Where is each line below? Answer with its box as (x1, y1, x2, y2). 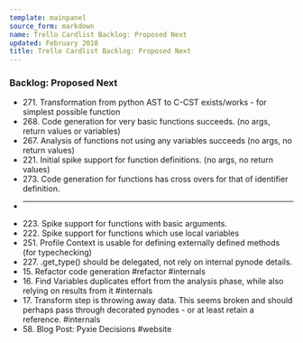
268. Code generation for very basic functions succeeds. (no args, (22, 116, 271, 127)
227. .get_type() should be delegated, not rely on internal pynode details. (22, 256, 293, 267)
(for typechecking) (22, 247, 93, 258)
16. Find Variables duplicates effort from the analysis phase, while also (22, 276, 284, 287)
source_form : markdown (9, 22, 95, 31)
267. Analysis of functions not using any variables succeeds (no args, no (22, 135, 293, 146)
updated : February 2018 (9, 38, 99, 48)
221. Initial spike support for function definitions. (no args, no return (22, 154, 273, 165)
